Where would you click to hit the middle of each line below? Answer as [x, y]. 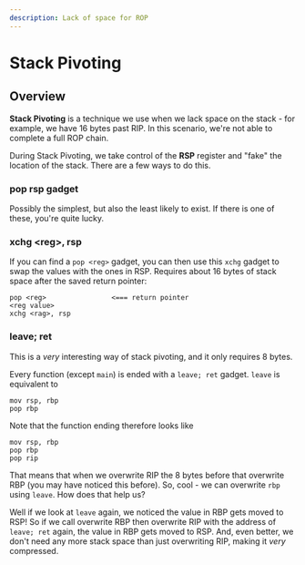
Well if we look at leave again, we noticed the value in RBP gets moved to [147, 512]
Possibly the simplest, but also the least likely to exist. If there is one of [142, 208]
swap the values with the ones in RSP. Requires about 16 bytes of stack [143, 272]
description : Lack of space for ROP [79, 18]
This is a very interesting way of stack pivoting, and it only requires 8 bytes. [151, 356]
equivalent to [34, 384]
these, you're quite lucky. [57, 218]
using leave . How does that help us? [77, 494]
